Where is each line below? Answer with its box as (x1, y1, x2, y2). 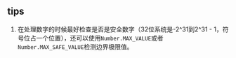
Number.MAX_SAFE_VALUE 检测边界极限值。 (17, 42, 133, 51)
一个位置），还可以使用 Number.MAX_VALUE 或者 (36, 34, 164, 42)
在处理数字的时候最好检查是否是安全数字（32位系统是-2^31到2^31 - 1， (17, 24, 223, 34)
